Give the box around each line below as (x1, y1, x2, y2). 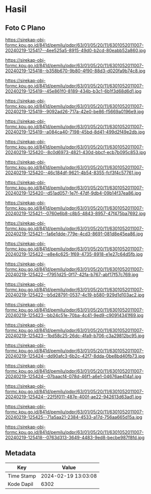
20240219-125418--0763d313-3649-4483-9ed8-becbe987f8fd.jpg (5, 435, 145, 440)
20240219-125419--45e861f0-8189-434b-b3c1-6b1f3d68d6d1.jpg (5, 88, 141, 94)
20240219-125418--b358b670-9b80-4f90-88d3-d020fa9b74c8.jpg (5, 68, 146, 74)
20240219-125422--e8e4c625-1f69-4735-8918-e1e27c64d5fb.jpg (5, 251, 143, 257)
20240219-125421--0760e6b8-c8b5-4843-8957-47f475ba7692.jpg (5, 211, 146, 216)
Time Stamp (7, 472, 36, 479)
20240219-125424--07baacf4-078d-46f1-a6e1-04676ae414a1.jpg (5, 374, 141, 379)
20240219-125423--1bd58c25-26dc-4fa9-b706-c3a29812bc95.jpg (5, 333, 145, 339)
